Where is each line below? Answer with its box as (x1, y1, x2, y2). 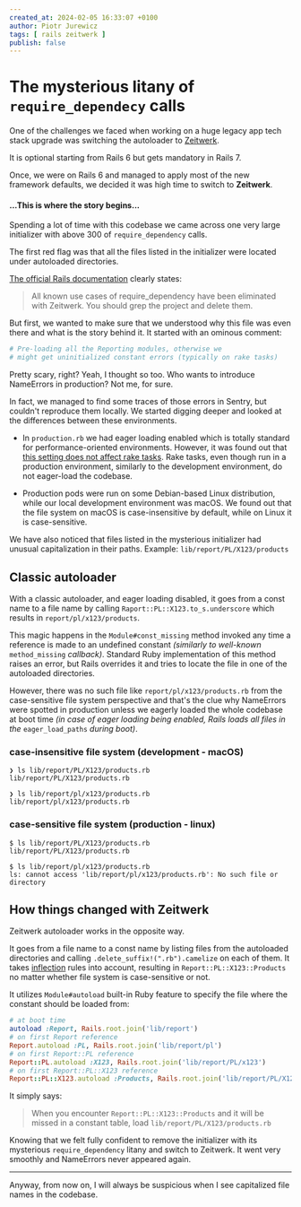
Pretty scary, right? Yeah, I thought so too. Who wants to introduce (9, 369, 255, 380)
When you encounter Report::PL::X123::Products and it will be (30, 1108, 264, 1119)
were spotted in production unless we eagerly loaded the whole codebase (9, 704, 284, 715)
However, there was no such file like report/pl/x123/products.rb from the (9, 685, 283, 696)
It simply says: (9, 1090, 63, 1101)
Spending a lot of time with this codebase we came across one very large (9, 220, 280, 230)
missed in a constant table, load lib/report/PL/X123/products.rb (30, 1117, 271, 1128)
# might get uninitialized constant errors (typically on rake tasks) (9, 353, 279, 362)
